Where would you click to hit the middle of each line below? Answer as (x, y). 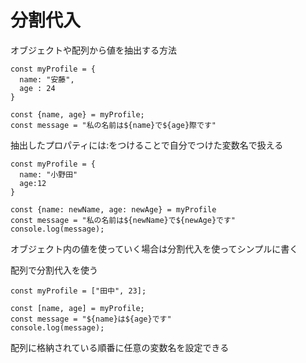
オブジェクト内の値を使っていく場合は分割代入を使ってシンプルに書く (154, 248)
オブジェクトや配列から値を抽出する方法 (93, 50)
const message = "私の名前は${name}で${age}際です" (113, 125)
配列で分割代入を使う (54, 270)
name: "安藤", (47, 79)
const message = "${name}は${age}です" (91, 319)
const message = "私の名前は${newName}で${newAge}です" (123, 220)
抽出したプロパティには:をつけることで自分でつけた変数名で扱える (147, 145)
